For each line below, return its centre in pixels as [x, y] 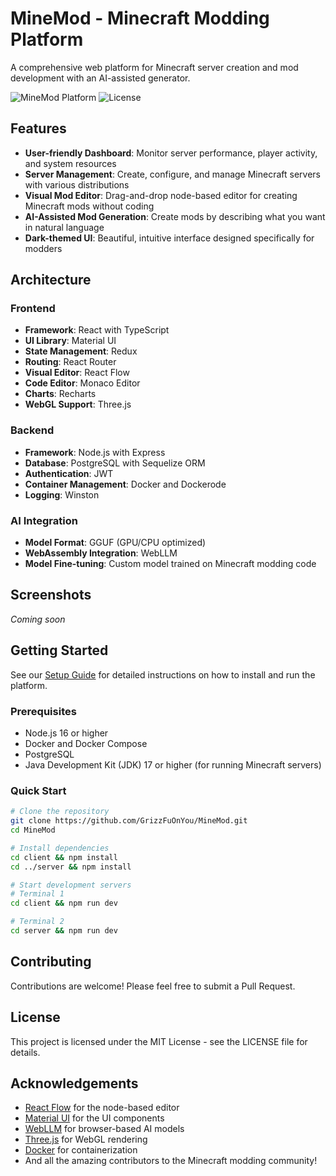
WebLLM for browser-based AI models [104, 1129]
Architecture [51, 280]
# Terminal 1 [37, 894]
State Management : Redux [81, 351]
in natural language [64, 227]
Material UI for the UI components [94, 1118]
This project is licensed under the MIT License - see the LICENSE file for [159, 1041]
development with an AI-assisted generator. [100, 78]
